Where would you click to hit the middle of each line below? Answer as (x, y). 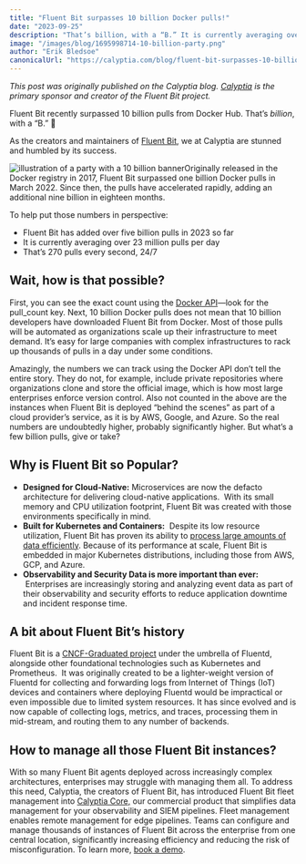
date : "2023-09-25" (46, 26)
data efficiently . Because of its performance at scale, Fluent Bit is (145, 545)
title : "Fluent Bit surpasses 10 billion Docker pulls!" (120, 18)
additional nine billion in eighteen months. (87, 197)
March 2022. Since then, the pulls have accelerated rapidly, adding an (141, 187)
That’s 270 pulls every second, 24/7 (90, 252)
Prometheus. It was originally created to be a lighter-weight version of (142, 673)
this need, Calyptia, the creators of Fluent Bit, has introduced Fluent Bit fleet (152, 792)
